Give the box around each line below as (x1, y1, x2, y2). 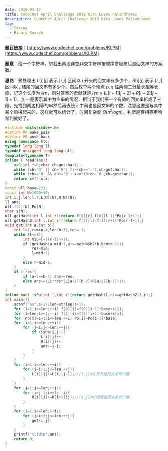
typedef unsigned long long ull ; (5, 148, 75, 154)
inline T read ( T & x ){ (5, 158, 48, 163)
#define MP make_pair (5, 130, 50, 135)
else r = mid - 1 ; (23, 260, 52, 265)
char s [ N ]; (5, 209, 28, 214)
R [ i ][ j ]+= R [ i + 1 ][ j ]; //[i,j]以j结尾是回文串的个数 (31, 395, 130, 400)
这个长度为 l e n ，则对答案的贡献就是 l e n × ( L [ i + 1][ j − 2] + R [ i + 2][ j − (18, 90, 158, 96)
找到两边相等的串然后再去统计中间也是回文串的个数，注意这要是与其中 (18, 103, 163, 108)
